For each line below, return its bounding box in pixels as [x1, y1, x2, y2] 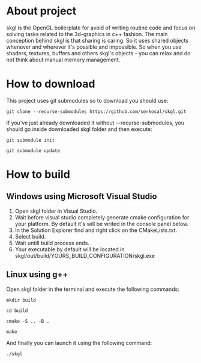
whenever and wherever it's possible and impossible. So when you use [6, 43, 182, 50]
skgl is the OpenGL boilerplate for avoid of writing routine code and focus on [6, 24, 196, 31]
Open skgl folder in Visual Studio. [14, 207, 98, 215]
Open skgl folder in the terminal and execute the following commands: [6, 285, 180, 293]
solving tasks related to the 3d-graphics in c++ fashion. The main [6, 30, 168, 37]
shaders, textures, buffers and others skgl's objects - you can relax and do [6, 49, 191, 56]
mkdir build [6, 297, 36, 303]
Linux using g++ [6, 269, 68, 280]
